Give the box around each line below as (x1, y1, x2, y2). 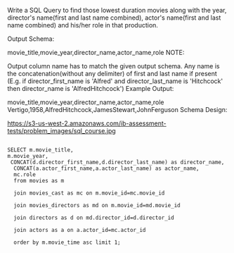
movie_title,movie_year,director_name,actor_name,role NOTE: (7, 49, 185, 56)
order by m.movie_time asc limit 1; (13, 239, 121, 246)
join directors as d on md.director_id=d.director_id (13, 214, 174, 221)
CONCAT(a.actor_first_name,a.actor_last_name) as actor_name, (13, 165, 200, 172)
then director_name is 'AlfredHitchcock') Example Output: (7, 85, 174, 92)
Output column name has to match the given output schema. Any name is (7, 62, 220, 70)
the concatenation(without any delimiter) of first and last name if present (7, 70, 218, 78)
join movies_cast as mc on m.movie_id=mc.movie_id (13, 190, 165, 197)
